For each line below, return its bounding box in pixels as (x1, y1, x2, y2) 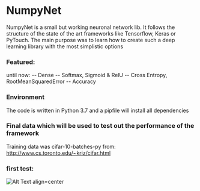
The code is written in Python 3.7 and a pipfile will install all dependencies (6, 107, 189, 114)
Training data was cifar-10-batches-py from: (6, 143, 116, 150)
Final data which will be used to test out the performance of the (6, 122, 195, 130)
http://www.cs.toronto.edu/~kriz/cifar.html (6, 149, 111, 157)
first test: (6, 164, 34, 172)
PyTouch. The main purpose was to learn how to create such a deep (6, 36, 175, 43)
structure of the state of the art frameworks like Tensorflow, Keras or (6, 30, 176, 37)
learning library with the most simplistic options (6, 43, 124, 50)
